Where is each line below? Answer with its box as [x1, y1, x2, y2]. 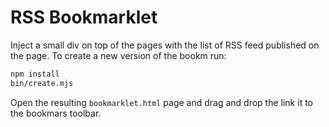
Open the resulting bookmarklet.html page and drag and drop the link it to [10, 96, 313, 108]
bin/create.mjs [10, 78, 74, 88]
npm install [10, 69, 60, 79]
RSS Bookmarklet [10, 6, 158, 29]
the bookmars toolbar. [10, 107, 102, 119]
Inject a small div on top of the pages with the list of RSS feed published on [10, 39, 320, 51]
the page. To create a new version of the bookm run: [10, 49, 227, 61]
